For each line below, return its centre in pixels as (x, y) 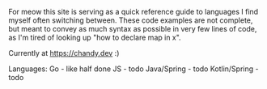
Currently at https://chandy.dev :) (64, 53)
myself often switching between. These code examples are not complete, (131, 20)
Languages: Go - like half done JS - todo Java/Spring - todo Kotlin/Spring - (133, 69)
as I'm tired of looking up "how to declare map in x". (95, 37)
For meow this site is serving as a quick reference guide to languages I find (133, 12)
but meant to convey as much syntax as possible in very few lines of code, (133, 29)
